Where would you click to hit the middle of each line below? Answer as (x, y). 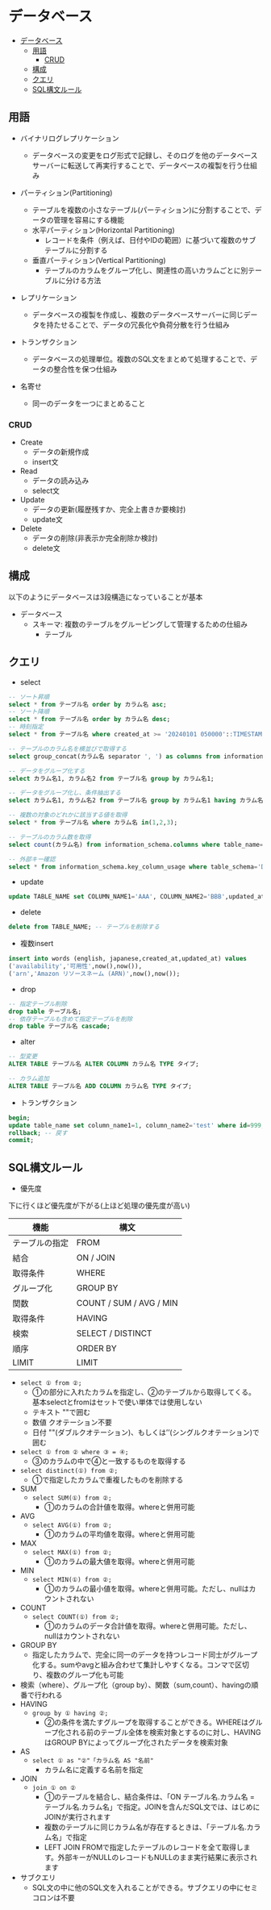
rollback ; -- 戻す (38, 1133)
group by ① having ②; (70, 1714)
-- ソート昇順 (29, 697)
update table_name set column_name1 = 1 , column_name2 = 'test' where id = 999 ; (137, 1125)
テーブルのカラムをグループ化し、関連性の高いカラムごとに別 (146, 270)
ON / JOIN (96, 1257)
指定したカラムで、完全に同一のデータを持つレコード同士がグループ (145, 1655)
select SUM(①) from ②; (72, 1498)
